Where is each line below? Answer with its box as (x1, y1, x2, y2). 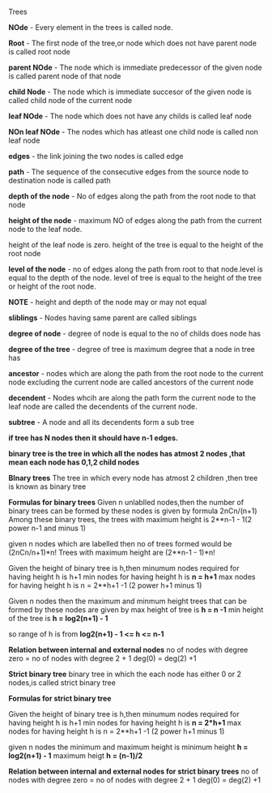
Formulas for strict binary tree (8, 693, 112, 703)
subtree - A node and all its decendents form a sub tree (8, 418, 194, 427)
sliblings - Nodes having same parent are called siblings (8, 313, 197, 323)
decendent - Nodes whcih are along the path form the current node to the (8, 393, 257, 402)
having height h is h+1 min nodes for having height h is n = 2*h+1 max (8, 718, 241, 727)
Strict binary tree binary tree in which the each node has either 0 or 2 (8, 669, 241, 679)
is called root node (8, 47, 70, 56)
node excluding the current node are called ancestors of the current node (8, 377, 254, 387)
